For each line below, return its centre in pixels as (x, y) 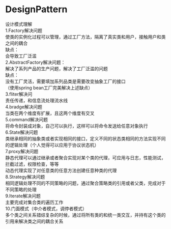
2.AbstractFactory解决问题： (35, 62)
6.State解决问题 (22, 132)
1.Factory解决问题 (24, 30)
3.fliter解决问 (19, 94)
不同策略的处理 (21, 189)
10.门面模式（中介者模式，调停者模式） (46, 208)
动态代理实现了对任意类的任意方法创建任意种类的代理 (61, 170)
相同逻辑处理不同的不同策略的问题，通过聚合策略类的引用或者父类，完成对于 (85, 183)
